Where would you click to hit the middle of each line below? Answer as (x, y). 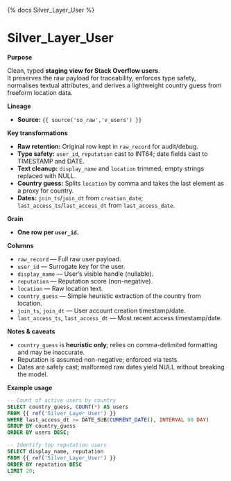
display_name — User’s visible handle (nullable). (85, 274)
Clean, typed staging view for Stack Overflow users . (84, 70)
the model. (33, 374)
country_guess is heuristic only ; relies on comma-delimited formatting (117, 344)
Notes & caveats (31, 331)
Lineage (19, 106)
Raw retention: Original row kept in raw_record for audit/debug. (108, 146)
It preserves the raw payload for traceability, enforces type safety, (102, 78)
